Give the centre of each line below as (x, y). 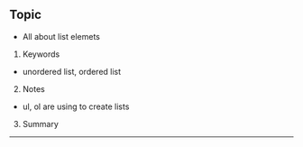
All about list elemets (61, 36)
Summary (40, 124)
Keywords (41, 54)
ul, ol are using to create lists (76, 106)
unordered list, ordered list (72, 71)
